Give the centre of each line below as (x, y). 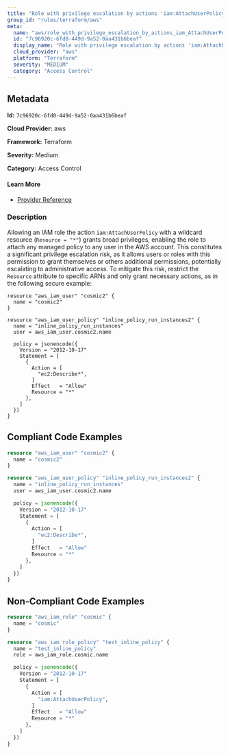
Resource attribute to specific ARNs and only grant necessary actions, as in (113, 276)
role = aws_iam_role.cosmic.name (61, 655)
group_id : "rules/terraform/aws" (55, 20)
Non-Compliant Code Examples (76, 601)
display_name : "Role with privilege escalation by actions (99, 45)
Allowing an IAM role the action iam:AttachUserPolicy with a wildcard (105, 232)
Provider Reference (44, 199)
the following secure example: (50, 283)
